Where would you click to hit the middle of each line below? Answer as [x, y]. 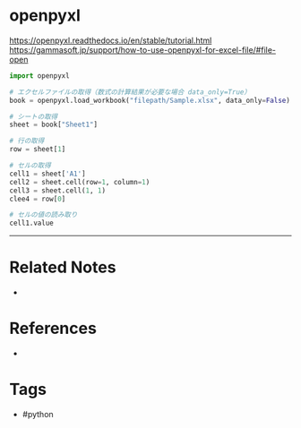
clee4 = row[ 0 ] [38, 199]
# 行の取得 [27, 141]
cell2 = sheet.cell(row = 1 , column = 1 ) [80, 182]
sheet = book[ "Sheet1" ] [54, 125]
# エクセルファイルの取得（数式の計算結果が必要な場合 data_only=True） [130, 92]
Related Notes [63, 267]
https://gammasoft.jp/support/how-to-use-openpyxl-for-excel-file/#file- [142, 49]
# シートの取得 [34, 116]
